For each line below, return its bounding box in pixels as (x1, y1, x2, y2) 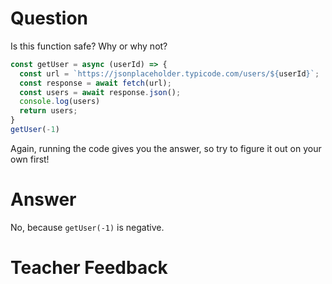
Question (10, 7, 88, 30)
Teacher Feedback (10, 257, 168, 279)
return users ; (19, 106, 78, 116)
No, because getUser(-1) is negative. (10, 221, 165, 233)
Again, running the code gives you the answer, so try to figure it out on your (10, 142, 322, 154)
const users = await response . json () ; (19, 87, 182, 97)
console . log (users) (19, 97, 101, 107)
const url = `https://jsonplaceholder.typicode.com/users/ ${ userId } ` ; (19, 68, 320, 79)
